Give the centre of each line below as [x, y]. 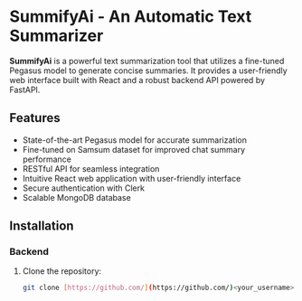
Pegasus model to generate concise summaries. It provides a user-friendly [148, 71]
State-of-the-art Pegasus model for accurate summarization [134, 140]
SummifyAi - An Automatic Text [131, 17]
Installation [42, 226]
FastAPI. [25, 89]
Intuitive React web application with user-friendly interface [132, 178]
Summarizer [57, 36]
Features [35, 118]
